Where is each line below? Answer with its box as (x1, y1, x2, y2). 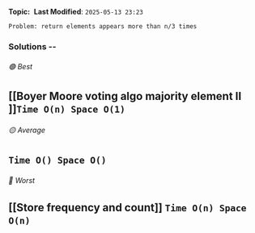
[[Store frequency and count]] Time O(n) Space (8, 201, 247, 214)
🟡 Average (8, 125, 46, 135)
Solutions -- (8, 40, 57, 52)
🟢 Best (8, 61, 33, 71)
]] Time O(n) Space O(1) (8, 102, 125, 116)
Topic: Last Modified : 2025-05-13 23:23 (8, 7, 144, 16)
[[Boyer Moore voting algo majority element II (8, 89, 242, 103)
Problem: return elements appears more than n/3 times (8, 23, 198, 31)
